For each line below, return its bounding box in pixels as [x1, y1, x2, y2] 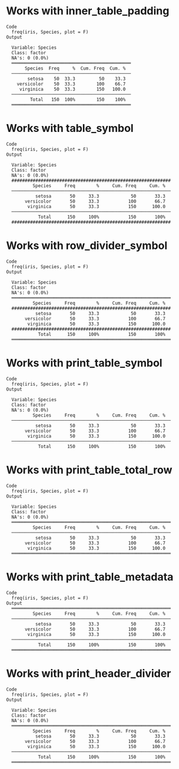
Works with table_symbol [6, 122, 134, 135]
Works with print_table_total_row [6, 463, 173, 477]
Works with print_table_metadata [6, 570, 174, 584]
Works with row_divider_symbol [6, 239, 168, 253]
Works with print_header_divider [6, 667, 171, 680]
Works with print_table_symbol [6, 357, 163, 370]
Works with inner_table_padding [6, 4, 170, 18]
